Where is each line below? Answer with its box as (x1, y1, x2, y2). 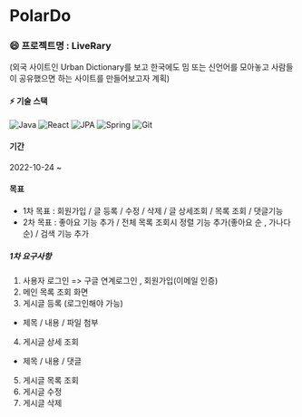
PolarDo (9, 5, 72, 26)
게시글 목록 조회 (22, 375, 79, 386)
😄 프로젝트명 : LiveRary (9, 40, 112, 53)
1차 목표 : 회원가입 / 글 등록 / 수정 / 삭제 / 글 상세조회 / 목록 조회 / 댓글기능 (22, 206, 284, 217)
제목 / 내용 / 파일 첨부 (22, 317, 99, 328)
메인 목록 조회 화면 (22, 286, 89, 297)
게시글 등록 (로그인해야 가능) (22, 298, 124, 309)
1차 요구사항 (9, 250, 52, 261)
